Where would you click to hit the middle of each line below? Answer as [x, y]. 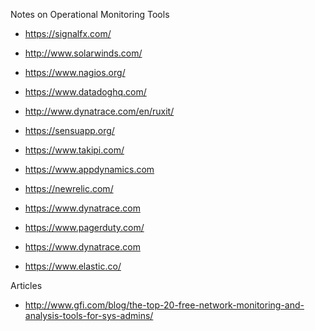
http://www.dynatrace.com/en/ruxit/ [99, 111]
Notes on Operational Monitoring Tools [90, 14]
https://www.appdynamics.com [89, 169]
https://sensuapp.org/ [69, 130]
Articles [26, 285]
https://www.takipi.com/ [74, 150]
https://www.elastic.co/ [73, 266]
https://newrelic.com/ [69, 188]
